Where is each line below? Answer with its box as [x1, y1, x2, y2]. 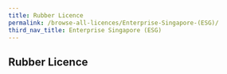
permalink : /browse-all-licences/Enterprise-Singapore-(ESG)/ [8, 19, 219, 27]
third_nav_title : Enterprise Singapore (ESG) [8, 26, 162, 34]
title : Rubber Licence [8, 11, 84, 20]
